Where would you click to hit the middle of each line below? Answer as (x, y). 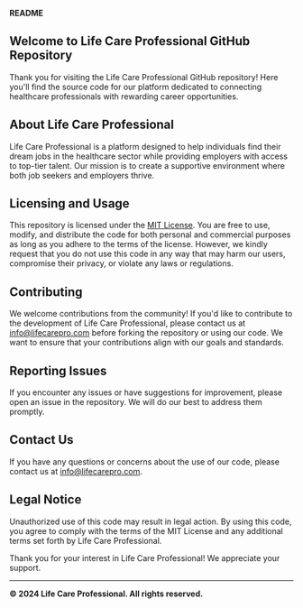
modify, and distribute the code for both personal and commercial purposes (150, 235)
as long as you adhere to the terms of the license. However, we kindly (139, 244)
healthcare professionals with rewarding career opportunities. (124, 96)
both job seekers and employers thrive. (82, 175)
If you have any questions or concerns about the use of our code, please (144, 461)
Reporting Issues (58, 370)
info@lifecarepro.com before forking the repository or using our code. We (147, 333)
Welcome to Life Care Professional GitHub (130, 41)
